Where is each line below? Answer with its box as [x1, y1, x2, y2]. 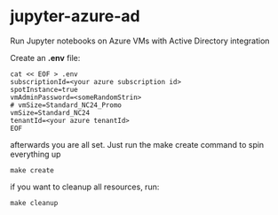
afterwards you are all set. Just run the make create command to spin [10, 139, 265, 150]
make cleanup [10, 198, 59, 207]
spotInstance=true [10, 85, 78, 94]
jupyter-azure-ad [10, 6, 140, 27]
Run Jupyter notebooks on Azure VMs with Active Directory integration [10, 35, 270, 46]
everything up [10, 149, 61, 159]
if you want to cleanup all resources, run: [10, 181, 160, 192]
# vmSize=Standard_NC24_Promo [10, 100, 123, 110]
